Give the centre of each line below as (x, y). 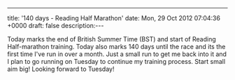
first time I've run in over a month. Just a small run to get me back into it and (117, 54)
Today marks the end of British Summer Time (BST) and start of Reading (112, 39)
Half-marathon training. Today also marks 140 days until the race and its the (116, 47)
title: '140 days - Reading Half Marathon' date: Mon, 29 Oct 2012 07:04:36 (114, 18)
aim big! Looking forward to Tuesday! (61, 69)
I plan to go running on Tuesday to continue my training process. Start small (116, 61)
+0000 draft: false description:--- (56, 26)
